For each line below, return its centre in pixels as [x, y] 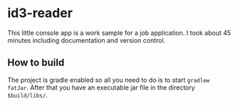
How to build [36, 63]
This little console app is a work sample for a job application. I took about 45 [119, 33]
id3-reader [40, 13]
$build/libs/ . [27, 95]
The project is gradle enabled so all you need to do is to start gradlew [109, 80]
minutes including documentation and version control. [87, 40]
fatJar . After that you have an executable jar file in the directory [101, 88]
